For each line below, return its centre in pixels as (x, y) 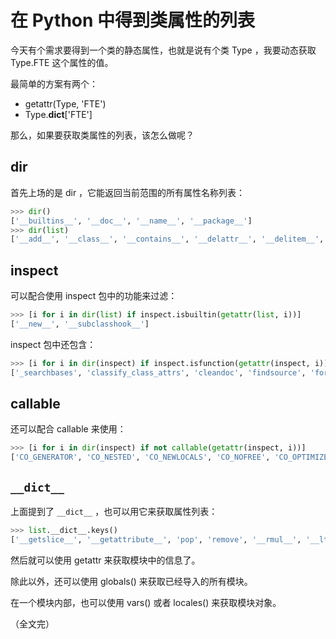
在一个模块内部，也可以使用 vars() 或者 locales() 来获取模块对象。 (146, 602)
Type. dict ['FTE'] (58, 114)
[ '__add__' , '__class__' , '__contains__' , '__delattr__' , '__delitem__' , (167, 239)
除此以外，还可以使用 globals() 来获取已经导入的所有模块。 (131, 581)
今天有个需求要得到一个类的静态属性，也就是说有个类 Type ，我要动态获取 (163, 50)
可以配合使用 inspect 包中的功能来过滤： (94, 296)
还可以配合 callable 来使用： (68, 429)
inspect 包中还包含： (53, 344)
